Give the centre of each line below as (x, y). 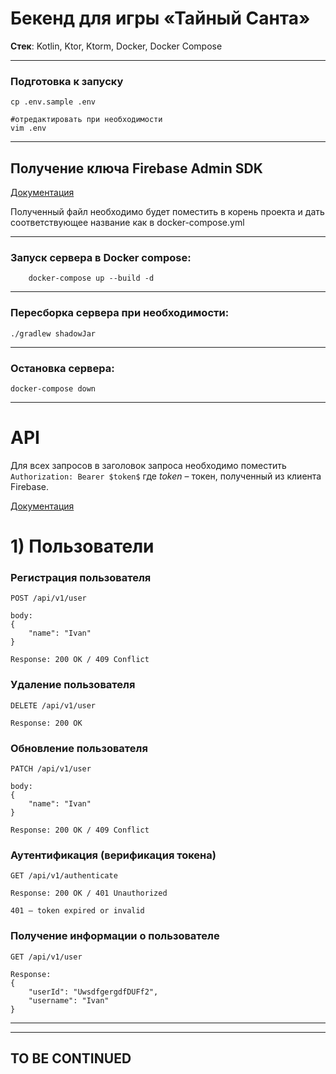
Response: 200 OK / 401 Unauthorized (89, 893)
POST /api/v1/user (48, 598)
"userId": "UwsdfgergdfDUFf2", (93, 992)
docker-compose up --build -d (91, 278)
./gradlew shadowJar (53, 333)
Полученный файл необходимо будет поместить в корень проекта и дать (167, 212)
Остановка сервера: (62, 368)
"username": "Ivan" (69, 1000)
